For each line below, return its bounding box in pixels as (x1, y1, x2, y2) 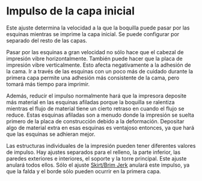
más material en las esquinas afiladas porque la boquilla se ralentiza (6, 98, 175, 106)
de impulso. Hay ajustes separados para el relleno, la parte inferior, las (6, 149, 181, 156)
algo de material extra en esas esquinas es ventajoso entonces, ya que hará (6, 124, 194, 131)
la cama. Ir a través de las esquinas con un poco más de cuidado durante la (6, 67, 194, 75)
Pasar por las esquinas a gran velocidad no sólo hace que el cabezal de (6, 48, 184, 55)
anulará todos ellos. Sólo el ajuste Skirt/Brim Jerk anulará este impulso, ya (6, 161, 190, 168)
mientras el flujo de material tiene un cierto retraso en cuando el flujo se (6, 105, 185, 112)
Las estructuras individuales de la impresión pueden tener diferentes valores (6, 142, 196, 149)
